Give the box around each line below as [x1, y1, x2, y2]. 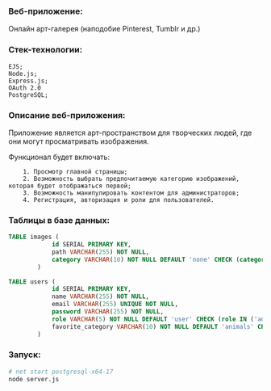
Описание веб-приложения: [8, 109, 126, 120]
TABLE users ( [8, 277, 56, 286]
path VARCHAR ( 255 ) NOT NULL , [51, 248, 150, 256]
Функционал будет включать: [8, 152, 110, 162]
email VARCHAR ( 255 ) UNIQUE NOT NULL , [51, 301, 179, 309]
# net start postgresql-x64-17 [8, 368, 114, 376]
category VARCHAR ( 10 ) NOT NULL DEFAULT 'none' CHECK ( [51, 255, 240, 263]
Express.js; [8, 77, 48, 85]
